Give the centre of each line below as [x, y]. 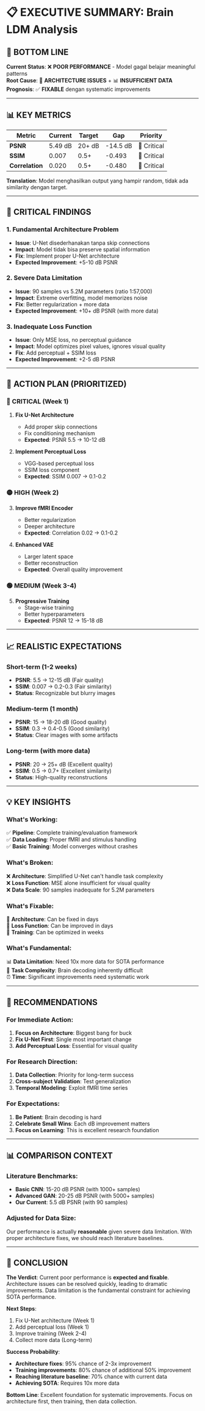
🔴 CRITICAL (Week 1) [38, 402]
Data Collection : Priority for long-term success [74, 1075]
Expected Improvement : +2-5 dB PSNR [65, 359]
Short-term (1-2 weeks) [42, 666]
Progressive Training [42, 601]
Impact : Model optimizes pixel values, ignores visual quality [90, 347]
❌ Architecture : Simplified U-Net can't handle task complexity [85, 876]
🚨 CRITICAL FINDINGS [49, 212]
